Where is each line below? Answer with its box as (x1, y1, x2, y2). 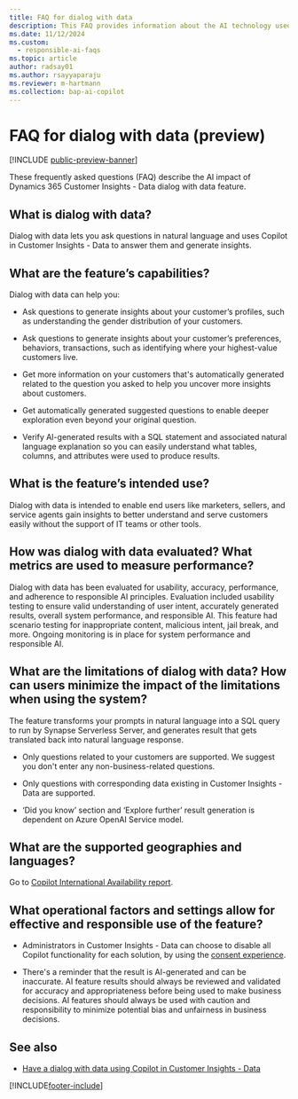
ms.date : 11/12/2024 (9, 29, 86, 38)
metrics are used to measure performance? (9, 558, 255, 573)
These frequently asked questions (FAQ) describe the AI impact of (9, 172, 251, 183)
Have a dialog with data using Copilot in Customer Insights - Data (21, 1063, 262, 1073)
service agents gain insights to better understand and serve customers (9, 509, 269, 520)
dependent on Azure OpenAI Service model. (21, 813, 184, 825)
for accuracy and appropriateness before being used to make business (21, 985, 282, 996)
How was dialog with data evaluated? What (9, 545, 253, 560)
